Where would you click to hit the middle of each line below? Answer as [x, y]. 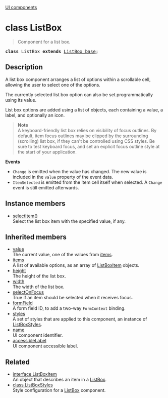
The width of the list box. [38, 287]
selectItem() [25, 216]
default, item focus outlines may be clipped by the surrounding [83, 136]
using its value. [21, 100]
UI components [21, 7]
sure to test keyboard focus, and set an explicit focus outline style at [89, 146]
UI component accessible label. [45, 346]
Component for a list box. [44, 42]
